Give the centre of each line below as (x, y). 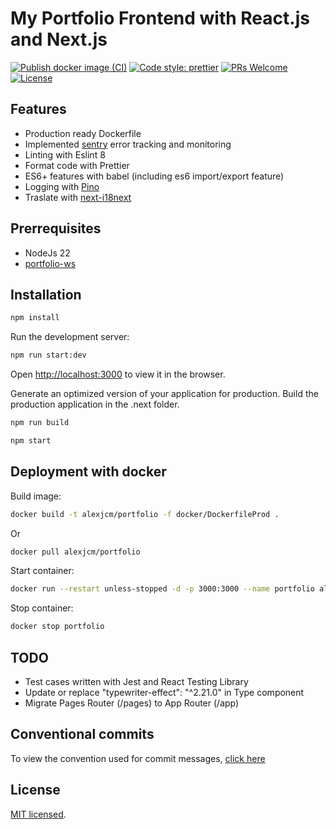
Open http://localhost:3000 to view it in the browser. (118, 374)
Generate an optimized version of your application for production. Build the (164, 394)
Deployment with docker (88, 472)
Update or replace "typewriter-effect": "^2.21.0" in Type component (164, 692)
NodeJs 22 (47, 253)
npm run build (40, 423)
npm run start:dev (48, 355)
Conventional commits (82, 734)
